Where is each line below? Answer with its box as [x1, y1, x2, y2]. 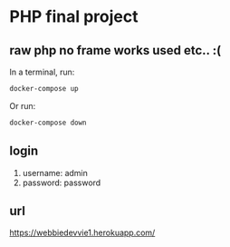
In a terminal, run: [9, 66, 75, 77]
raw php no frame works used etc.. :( [9, 43, 222, 58]
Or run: [9, 100, 36, 111]
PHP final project [9, 6, 139, 27]
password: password [22, 177, 101, 188]
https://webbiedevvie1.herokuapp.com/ [9, 227, 156, 238]
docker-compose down [9, 118, 88, 127]
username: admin [22, 167, 89, 178]
